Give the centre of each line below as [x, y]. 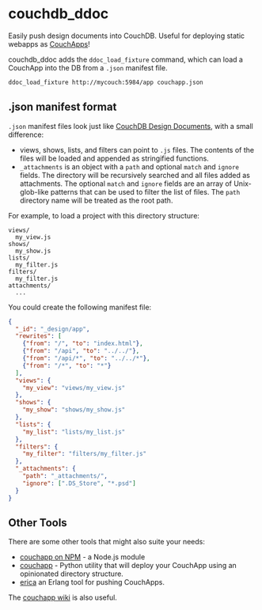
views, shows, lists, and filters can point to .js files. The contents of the [137, 150]
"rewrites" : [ [38, 336]
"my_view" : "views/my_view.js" [74, 388]
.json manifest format [63, 107]
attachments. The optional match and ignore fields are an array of [125, 184]
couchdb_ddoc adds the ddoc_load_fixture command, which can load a [126, 59]
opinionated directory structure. [72, 574]
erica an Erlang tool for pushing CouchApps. [92, 582]
